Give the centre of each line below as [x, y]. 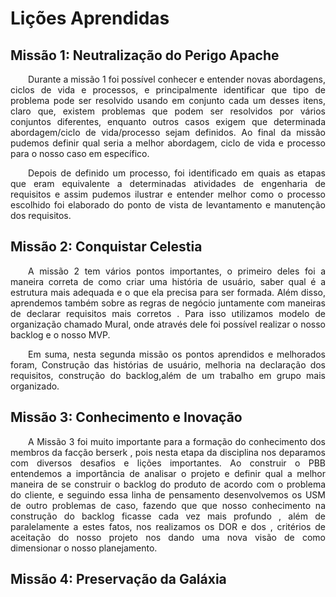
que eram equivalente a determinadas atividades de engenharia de [168, 183]
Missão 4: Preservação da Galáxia [118, 579]
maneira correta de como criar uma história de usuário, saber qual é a [168, 281]
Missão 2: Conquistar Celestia [106, 247]
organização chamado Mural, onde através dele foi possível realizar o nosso [168, 324]
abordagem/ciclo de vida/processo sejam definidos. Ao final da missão [168, 132]
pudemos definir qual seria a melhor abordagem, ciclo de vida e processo [168, 143]
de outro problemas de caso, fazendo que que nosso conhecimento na [168, 505]
